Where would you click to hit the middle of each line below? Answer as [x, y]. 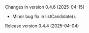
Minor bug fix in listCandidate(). [44, 16]
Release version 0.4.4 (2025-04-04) [42, 26]
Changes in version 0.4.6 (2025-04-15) [45, 7]
